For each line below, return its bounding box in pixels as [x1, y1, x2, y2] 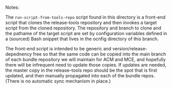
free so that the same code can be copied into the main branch [33, 51, 166, 57]
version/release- [112, 46, 148, 51]
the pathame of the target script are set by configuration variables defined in [5, 31, 167, 36]
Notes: [5, 5, 20, 10]
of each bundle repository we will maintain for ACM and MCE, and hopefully [5, 56, 166, 63]
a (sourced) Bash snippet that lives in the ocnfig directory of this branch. [5, 36, 159, 42]
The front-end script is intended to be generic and [5, 46, 111, 51]
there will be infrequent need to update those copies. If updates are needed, [5, 62, 167, 68]
